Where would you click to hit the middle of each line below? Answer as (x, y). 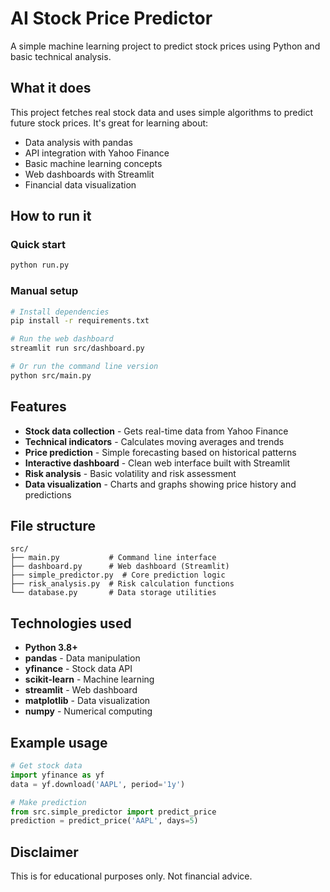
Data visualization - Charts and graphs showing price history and (160, 484)
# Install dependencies (60, 312)
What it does (51, 88)
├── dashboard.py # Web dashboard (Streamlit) (120, 567)
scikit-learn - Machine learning (89, 679)
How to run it (51, 216)
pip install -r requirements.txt (80, 321)
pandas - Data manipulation (82, 658)
